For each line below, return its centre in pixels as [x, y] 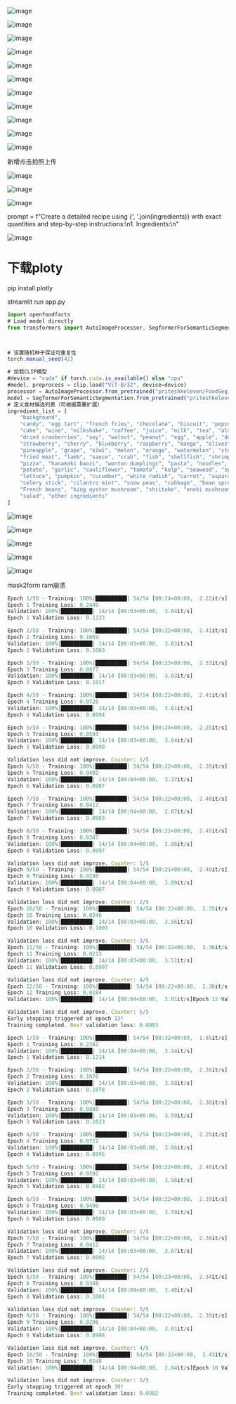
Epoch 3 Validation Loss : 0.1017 [56, 683]
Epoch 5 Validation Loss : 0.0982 [56, 1187]
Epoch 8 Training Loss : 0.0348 [53, 1283]
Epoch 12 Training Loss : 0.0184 [54, 993]
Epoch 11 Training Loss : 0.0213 [54, 954]
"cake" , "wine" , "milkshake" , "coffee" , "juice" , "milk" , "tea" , [118, 431]
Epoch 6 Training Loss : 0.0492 [53, 773]
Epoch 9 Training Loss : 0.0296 [53, 1322]
